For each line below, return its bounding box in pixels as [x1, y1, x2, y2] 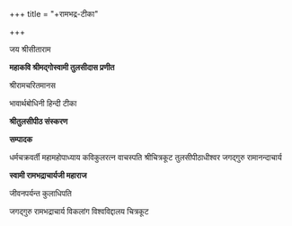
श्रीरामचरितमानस [9, 80, 57, 90]
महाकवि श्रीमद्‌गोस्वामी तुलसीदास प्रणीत [9, 62, 115, 72]
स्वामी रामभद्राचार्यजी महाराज [9, 170, 87, 180]
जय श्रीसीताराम [9, 44, 51, 54]
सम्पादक [9, 134, 33, 144]
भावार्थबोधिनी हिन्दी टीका [9, 98, 77, 108]
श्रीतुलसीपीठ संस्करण [9, 116, 68, 126]
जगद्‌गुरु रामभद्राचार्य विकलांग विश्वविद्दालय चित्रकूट [9, 206, 150, 216]
